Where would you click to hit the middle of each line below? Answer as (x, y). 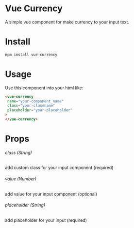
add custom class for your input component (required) (59, 168)
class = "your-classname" (31, 106)
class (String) (19, 152)
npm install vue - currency (31, 55)
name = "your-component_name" (35, 101)
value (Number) (21, 179)
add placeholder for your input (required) (46, 220)
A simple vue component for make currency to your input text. (67, 22)
